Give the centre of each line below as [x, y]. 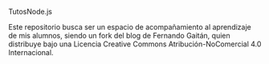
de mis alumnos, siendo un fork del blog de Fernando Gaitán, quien [119, 36]
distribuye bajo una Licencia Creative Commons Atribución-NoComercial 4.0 [135, 44]
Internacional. [31, 52]
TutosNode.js [31, 12]
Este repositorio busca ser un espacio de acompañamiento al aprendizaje [130, 27]
